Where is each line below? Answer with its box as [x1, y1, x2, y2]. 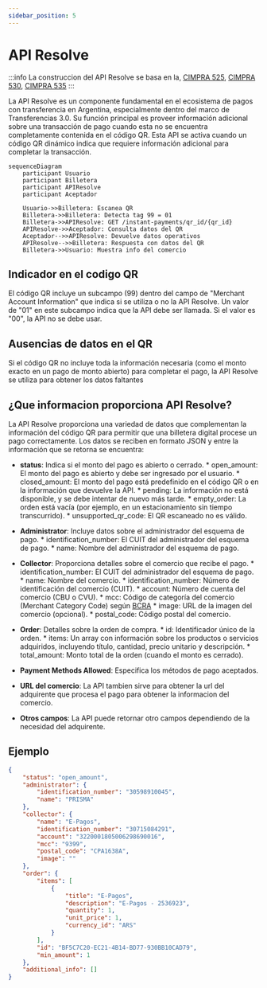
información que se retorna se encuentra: [8, 445, 145, 454]
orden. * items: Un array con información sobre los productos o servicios [19, 634, 259, 642]
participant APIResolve [22, 183, 102, 191]
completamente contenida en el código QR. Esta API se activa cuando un [8, 130, 247, 139]
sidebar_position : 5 [8, 11, 77, 20]
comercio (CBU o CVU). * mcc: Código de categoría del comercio [19, 592, 235, 602]
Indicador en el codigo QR [8, 268, 139, 281]
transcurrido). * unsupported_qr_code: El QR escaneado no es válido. [19, 511, 248, 520]
